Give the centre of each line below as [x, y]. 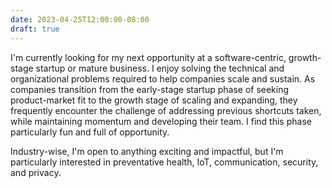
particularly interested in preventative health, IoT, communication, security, [164, 162]
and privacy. [36, 172]
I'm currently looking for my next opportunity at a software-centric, [148, 57]
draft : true [35, 29]
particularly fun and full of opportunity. [90, 132]
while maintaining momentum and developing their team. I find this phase [161, 121]
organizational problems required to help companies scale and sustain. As [163, 78]
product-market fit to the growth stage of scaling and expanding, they [154, 100]
